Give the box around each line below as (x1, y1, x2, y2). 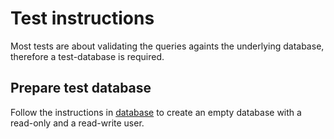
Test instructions (10, 7, 155, 30)
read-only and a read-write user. (10, 117, 145, 129)
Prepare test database (10, 80, 152, 97)
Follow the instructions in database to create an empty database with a (10, 106, 302, 118)
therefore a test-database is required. (10, 50, 165, 62)
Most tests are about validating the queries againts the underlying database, (10, 40, 325, 52)
